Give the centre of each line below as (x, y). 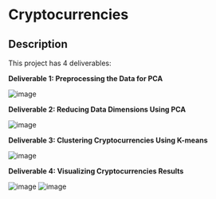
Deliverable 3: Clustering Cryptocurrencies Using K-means (108, 140)
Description (38, 44)
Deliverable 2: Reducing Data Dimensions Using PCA (97, 109)
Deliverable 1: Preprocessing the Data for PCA (86, 78)
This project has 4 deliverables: (60, 63)
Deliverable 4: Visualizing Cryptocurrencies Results (96, 171)
